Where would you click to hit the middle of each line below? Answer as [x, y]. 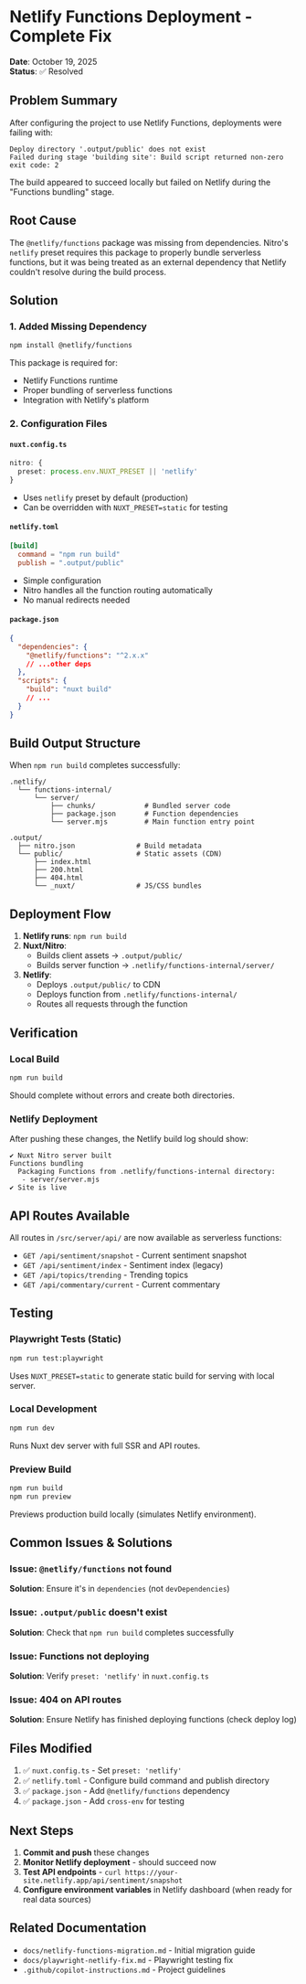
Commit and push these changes [86, 1852]
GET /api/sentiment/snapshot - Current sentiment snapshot [135, 1255]
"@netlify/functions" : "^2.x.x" [87, 656]
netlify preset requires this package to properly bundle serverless [136, 252]
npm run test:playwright [57, 1358]
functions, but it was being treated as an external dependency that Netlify [148, 261]
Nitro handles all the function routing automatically [117, 590]
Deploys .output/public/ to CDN [99, 985]
